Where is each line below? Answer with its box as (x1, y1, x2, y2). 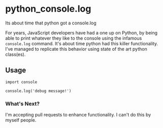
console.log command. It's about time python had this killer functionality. (5, 40, 158, 46)
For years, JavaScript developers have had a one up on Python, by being (5, 29, 158, 36)
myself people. (5, 117, 37, 123)
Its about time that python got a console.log (5, 20, 96, 26)
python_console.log (5, 3, 91, 15)
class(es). (5, 51, 26, 57)
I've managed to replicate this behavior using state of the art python (5, 46, 147, 52)
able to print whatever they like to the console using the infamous (5, 35, 142, 41)
